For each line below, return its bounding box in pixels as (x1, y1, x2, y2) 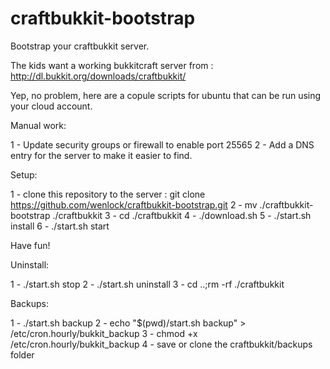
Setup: (10, 168, 38, 181)
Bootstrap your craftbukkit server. (10, 40, 150, 52)
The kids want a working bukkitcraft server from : (10, 59, 214, 71)
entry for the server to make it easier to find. (10, 149, 193, 161)
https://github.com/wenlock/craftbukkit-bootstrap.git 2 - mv (10, 198, 258, 211)
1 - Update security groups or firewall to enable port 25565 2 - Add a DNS (10, 138, 315, 151)
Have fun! (10, 239, 51, 251)
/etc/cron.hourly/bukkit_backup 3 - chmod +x (10, 327, 198, 339)
